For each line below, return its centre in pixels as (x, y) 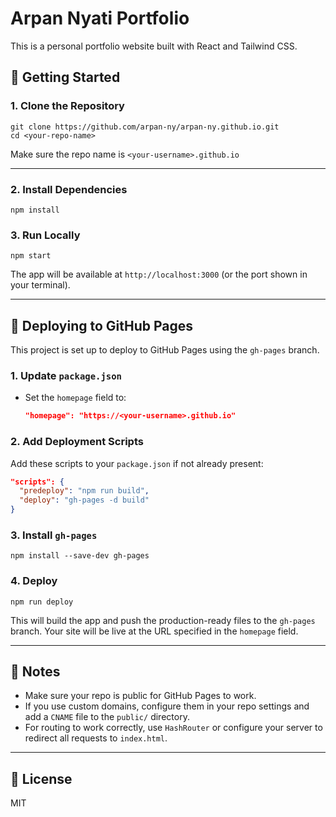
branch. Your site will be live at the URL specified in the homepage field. (154, 631)
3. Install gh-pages (54, 535)
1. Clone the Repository (67, 106)
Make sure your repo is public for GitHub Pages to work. (140, 696)
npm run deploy (42, 602)
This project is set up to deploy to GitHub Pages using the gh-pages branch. (165, 350)
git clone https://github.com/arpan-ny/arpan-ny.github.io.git (145, 127)
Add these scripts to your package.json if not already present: (137, 463)
